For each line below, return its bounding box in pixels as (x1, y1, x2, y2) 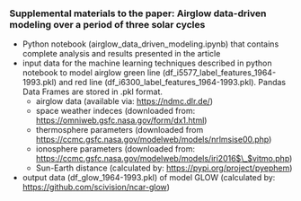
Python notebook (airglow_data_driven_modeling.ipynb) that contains (22, 39, 279, 49)
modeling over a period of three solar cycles (9, 18, 206, 31)
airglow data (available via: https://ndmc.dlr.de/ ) (35, 96, 214, 107)
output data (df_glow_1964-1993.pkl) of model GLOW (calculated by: (22, 172, 276, 183)
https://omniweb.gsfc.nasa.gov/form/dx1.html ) (35, 115, 208, 126)
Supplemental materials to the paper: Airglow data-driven (9, 7, 267, 20)
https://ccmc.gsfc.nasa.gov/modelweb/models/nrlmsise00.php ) (35, 134, 272, 145)
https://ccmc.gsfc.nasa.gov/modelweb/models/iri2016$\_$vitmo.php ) (35, 153, 293, 164)
